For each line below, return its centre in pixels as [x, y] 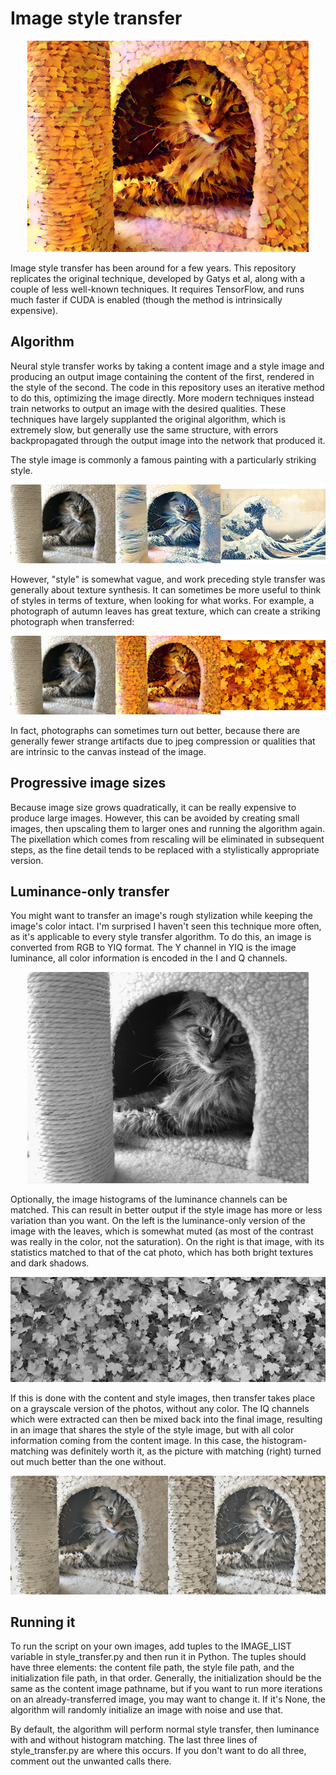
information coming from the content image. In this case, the [135, 1441]
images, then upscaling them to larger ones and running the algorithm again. [168, 828]
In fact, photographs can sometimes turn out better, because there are [155, 730]
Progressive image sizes [88, 783]
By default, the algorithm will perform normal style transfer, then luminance [165, 1729]
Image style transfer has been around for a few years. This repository [153, 268]
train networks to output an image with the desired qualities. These [148, 408]
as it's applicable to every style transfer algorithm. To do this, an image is [161, 937]
